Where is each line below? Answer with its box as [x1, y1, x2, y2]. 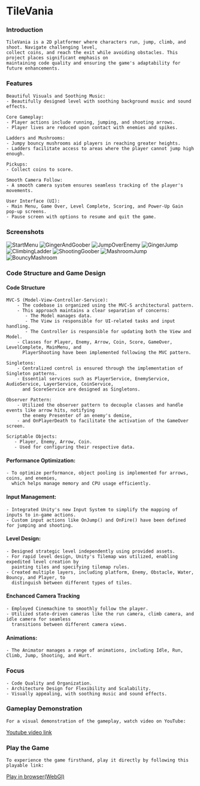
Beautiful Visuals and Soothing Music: [6, 93, 106, 99]
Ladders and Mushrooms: [6, 135, 66, 141]
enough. [6, 151, 26, 157]
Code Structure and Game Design [6, 269, 106, 277]
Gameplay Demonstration [6, 704, 83, 713]
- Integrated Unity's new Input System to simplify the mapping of [6, 506, 178, 512]
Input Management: [6, 493, 57, 500]
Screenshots [6, 227, 44, 236]
